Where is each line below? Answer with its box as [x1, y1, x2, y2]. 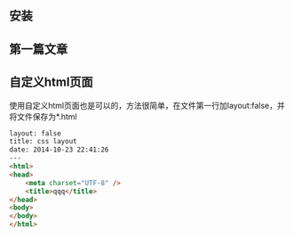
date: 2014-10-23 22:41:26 [9, 145, 109, 154]
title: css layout [9, 137, 77, 146]
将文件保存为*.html [9, 110, 77, 122]
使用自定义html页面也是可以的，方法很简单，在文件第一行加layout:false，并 [9, 100, 286, 110]
